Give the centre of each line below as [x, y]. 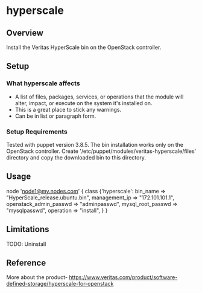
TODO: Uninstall [26, 244]
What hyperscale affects [43, 83]
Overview [25, 33]
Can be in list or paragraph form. [55, 116]
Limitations [28, 229]
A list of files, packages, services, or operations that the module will [99, 97]
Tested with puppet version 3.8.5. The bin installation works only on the [95, 144]
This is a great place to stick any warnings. [68, 109]
